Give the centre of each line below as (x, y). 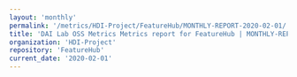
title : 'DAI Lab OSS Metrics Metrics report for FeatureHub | (126, 34)
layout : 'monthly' (43, 17)
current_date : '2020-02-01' (61, 58)
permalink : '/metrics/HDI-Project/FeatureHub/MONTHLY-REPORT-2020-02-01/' (150, 26)
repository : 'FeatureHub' (57, 50)
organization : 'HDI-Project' (63, 42)
